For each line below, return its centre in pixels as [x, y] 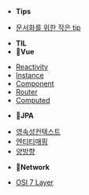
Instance [30, 75]
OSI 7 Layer [34, 182]
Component [35, 83]
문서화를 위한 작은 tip [48, 28]
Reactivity [32, 67]
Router [26, 92]
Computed [33, 100]
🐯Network [32, 167]
